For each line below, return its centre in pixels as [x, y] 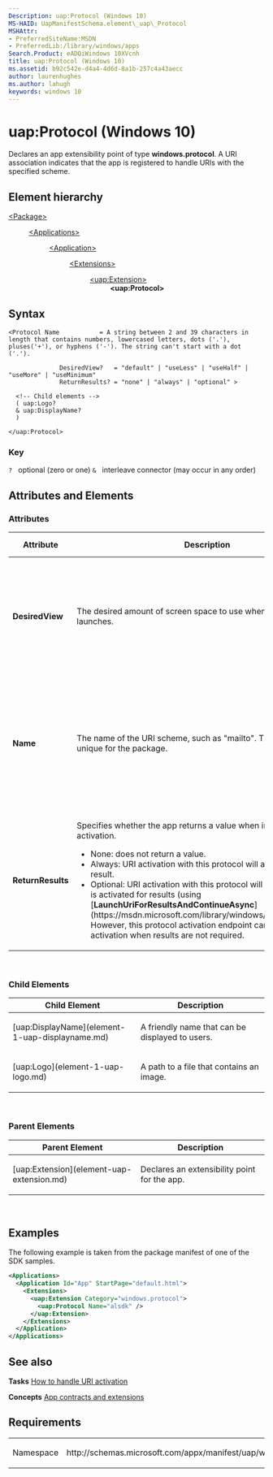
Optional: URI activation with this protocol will [177, 884]
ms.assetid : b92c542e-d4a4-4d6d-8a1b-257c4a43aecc [96, 69]
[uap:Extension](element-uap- [72, 1169]
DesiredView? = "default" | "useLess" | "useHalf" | [154, 368]
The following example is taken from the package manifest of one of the [129, 1253]
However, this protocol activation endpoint [171, 925]
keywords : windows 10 [45, 91]
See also [30, 1362]
